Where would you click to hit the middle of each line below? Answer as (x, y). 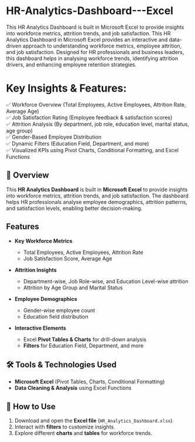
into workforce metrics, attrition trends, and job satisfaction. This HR (88, 33)
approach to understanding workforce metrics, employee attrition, (102, 46)
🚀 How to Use (31, 406)
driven (14, 46)
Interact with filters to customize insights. (65, 427)
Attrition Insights (35, 270)
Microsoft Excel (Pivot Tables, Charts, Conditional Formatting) (90, 382)
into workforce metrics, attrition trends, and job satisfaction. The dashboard (97, 196)
